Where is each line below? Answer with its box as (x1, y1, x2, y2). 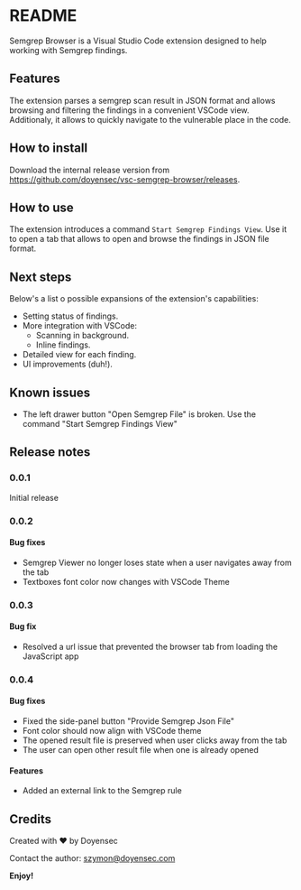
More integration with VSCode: (22, 320, 138, 331)
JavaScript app (22, 651, 79, 662)
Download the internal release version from (9, 164, 169, 175)
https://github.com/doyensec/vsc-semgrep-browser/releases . (9, 173, 241, 185)
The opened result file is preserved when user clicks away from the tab (22, 735, 287, 746)
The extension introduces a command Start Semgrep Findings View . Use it (9, 224, 287, 235)
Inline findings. (35, 339, 91, 350)
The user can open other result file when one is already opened (22, 745, 260, 756)
